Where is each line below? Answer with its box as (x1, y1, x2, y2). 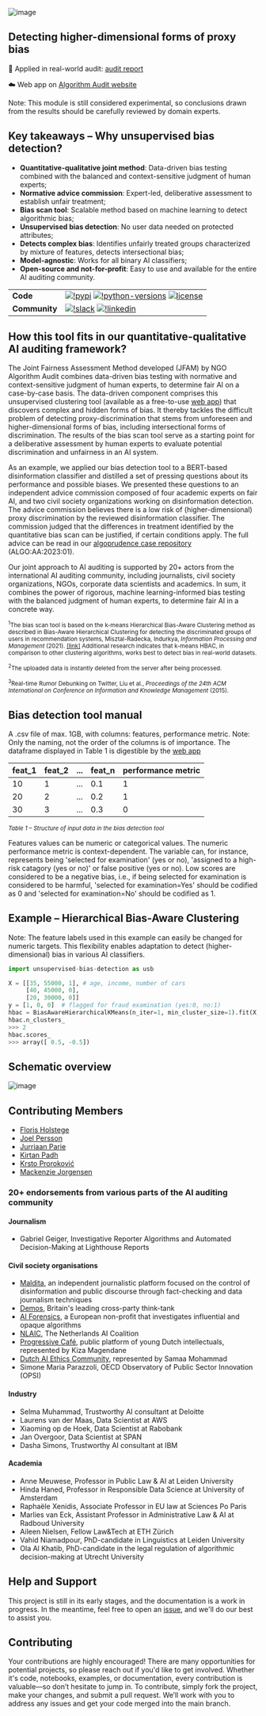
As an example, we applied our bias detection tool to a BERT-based (8, 463, 228, 472)
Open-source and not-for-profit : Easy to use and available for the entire (19, 264, 257, 273)
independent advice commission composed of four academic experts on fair (8, 488, 258, 498)
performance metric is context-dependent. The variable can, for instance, (8, 847, 249, 856)
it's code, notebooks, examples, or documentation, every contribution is (8, 1673, 243, 1684)
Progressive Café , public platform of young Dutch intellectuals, (19, 1337, 225, 1347)
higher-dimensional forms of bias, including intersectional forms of (8, 422, 226, 432)
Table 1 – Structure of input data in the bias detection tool (8, 824, 165, 832)
